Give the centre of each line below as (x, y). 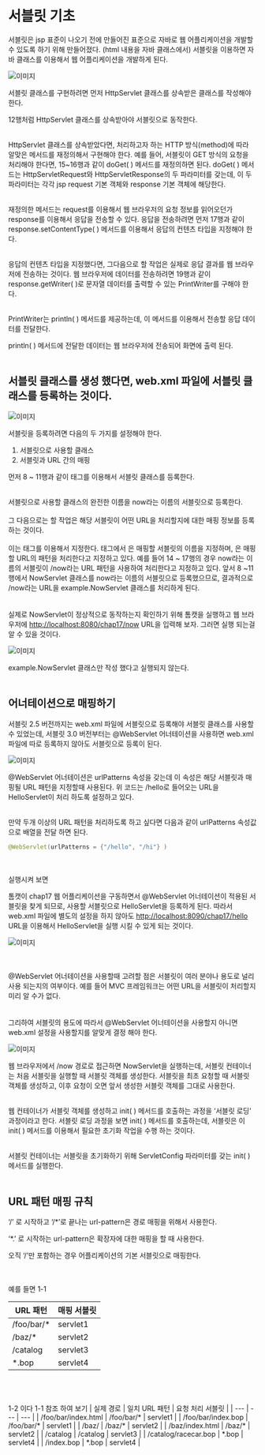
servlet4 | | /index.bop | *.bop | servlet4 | (74, 1442)
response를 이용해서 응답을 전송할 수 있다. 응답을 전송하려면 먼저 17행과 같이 (127, 219)
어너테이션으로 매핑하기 (62, 703)
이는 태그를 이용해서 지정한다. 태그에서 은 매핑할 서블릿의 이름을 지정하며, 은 (125, 548)
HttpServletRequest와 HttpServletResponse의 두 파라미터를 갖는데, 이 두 (137, 174)
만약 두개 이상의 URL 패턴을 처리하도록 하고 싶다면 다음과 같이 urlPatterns (122, 822)
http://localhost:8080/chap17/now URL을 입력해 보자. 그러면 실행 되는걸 (142, 624)
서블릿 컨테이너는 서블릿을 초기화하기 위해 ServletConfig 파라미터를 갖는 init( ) (129, 1156)
